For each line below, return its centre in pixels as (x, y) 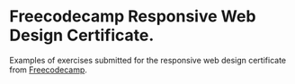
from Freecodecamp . (49, 70)
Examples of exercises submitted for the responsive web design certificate (147, 60)
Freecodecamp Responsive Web (133, 17)
